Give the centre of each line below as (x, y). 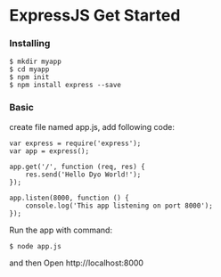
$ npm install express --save (65, 86)
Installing (30, 44)
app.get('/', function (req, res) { (77, 167)
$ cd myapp (29, 69)
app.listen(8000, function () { (69, 198)
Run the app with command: (61, 230)
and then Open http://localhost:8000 (77, 263)
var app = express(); (49, 151)
